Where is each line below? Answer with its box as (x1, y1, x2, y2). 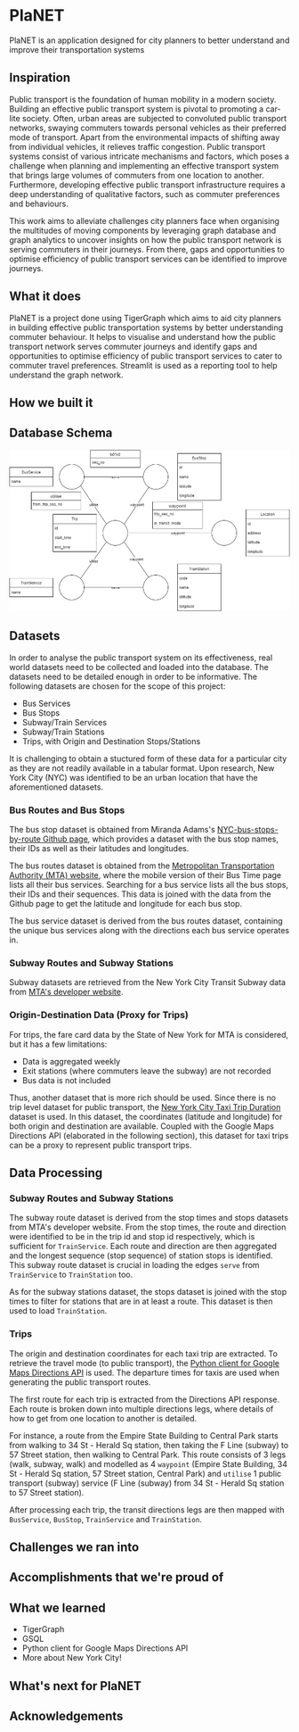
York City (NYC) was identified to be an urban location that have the (9, 772, 258, 783)
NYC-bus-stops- (216, 825, 279, 835)
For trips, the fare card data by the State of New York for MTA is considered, (9, 1029, 289, 1040)
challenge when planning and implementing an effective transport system (9, 160, 279, 170)
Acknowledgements (9, 1709, 124, 1724)
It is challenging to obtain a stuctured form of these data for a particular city (9, 753, 287, 764)
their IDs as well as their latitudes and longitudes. (9, 843, 190, 854)
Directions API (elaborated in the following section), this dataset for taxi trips (9, 1130, 289, 1140)
